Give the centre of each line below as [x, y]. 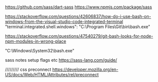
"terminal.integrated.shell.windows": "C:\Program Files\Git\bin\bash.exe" [78, 27]
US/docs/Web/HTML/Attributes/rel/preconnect [52, 74]
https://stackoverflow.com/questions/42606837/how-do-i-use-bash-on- [78, 16]
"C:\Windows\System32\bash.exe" [40, 51]
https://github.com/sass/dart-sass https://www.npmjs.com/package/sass [79, 7]
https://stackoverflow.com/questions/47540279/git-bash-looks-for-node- [79, 36]
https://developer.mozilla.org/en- [85, 69]
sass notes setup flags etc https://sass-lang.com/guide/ [61, 60]
